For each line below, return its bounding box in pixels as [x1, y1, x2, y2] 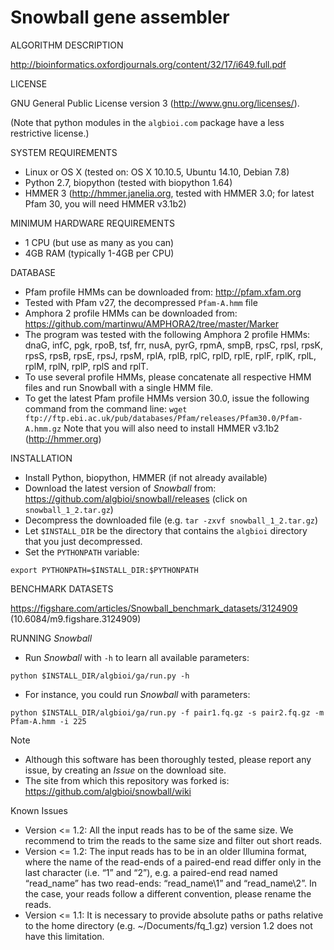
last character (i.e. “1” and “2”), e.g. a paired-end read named [24, 866, 278, 878]
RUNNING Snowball [10, 632, 93, 644]
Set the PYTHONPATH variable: [24, 546, 140, 558]
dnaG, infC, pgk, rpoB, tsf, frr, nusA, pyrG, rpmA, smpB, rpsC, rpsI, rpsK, [24, 339, 324, 351]
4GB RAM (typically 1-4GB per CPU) [24, 247, 175, 259]
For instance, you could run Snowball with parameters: [24, 688, 251, 700]
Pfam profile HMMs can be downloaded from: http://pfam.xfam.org [24, 286, 302, 298]
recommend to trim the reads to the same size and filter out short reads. [24, 834, 323, 846]
